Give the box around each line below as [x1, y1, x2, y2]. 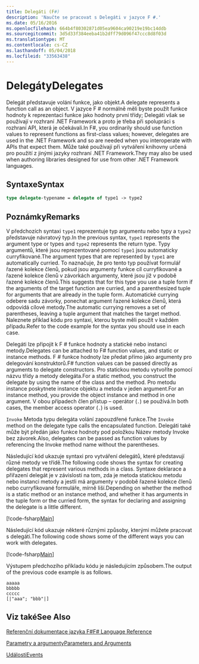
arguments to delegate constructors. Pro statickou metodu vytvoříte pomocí [6, 366, 192, 373]
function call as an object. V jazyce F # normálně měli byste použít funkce [6, 105, 188, 112]
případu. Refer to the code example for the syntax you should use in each [6, 323, 185, 330]
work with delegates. [6, 539, 58, 546]
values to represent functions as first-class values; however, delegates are [6, 130, 189, 137]
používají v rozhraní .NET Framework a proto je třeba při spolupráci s [6, 118, 175, 125]
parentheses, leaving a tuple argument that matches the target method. [6, 310, 181, 317]
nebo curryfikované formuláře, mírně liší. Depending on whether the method [6, 484, 192, 491]
